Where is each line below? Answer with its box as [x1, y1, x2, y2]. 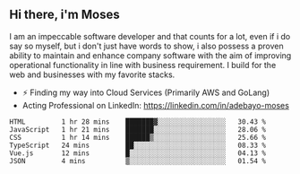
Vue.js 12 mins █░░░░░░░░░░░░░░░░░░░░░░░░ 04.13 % [9, 148, 267, 158]
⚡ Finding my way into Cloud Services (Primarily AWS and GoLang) [21, 87, 270, 98]
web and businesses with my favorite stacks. [9, 69, 176, 80]
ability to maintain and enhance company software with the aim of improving [9, 49, 292, 61]
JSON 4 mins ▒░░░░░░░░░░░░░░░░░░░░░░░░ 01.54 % [9, 156, 267, 165]
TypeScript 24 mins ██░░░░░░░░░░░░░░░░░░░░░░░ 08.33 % [9, 141, 267, 150]
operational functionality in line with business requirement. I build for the [9, 59, 277, 70]
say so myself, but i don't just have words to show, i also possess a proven [9, 40, 284, 51]
